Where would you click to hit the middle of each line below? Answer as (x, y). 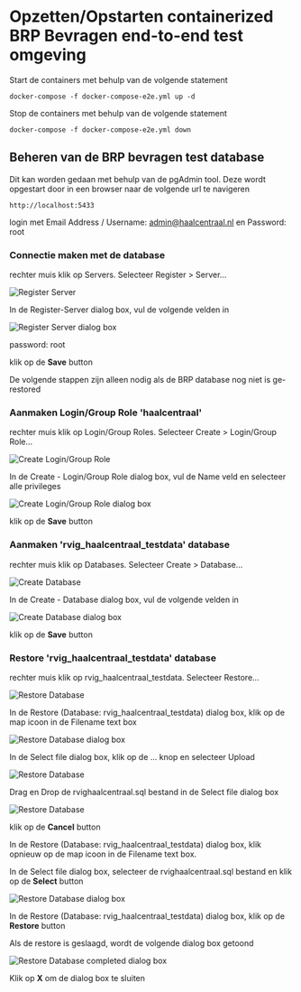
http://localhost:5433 (52, 205)
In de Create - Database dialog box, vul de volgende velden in (124, 599)
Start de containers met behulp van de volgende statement (119, 79)
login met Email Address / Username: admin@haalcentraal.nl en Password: (148, 222)
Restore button (37, 925)
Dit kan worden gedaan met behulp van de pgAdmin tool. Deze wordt (137, 179)
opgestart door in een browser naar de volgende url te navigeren (130, 189)
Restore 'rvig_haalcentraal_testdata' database (113, 658)
